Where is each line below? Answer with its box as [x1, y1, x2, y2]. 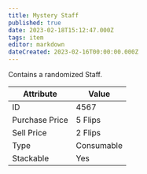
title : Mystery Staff [8, 11, 79, 20]
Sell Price [12, 128, 47, 138]
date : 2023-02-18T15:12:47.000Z [8, 26, 114, 34]
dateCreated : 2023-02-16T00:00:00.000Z [8, 48, 139, 56]
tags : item [8, 33, 44, 42]
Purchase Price [12, 115, 68, 125]
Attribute [23, 88, 57, 99]
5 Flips [75, 115, 101, 125]
